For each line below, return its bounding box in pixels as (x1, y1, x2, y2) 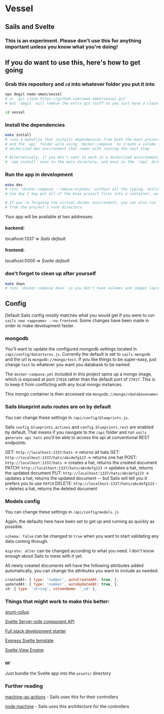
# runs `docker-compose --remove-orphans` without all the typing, (5, 187, 145, 192)
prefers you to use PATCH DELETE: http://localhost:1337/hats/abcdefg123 (5, 480, 155, 486)
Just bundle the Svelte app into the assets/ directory (5, 670, 111, 676)
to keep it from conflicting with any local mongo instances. (5, 382, 123, 388)
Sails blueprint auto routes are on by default (5, 403, 111, 410)
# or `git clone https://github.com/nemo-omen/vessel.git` (5, 97, 128, 101)
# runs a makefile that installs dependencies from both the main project (5, 137, 161, 142)
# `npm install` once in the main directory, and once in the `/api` (5, 160, 150, 165)
